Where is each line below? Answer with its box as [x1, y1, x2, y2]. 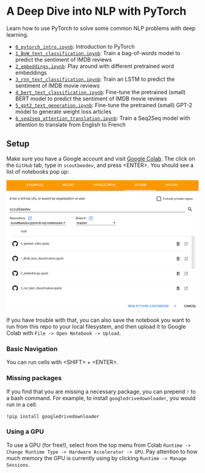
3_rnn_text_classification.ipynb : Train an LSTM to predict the [15, 75, 175, 83]
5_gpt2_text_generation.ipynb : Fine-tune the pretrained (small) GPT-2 [15, 101, 193, 108]
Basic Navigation [6, 345, 58, 353]
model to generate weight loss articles [15, 108, 112, 115]
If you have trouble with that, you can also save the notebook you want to [6, 316, 191, 324]
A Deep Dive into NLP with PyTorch [6, 4, 187, 18]
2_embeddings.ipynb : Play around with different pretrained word [15, 62, 174, 70]
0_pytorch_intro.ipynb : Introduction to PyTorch [15, 43, 135, 50]
